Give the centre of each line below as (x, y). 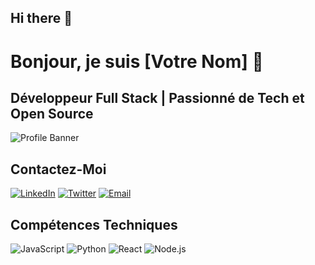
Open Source (52, 113)
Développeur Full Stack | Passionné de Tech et (157, 97)
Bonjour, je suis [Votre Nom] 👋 (137, 61)
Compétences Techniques (94, 224)
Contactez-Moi (58, 169)
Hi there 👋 (41, 18)
